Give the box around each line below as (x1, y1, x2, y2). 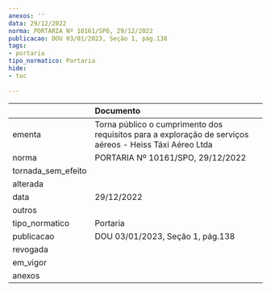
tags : (8, 42, 27, 50)
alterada (12, 178, 44, 190)
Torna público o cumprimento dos (94, 119, 223, 130)
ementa (12, 128, 42, 140)
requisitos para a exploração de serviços (94, 128, 249, 140)
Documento (94, 105, 141, 116)
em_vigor (12, 257, 47, 268)
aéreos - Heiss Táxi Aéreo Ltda (94, 139, 213, 150)
